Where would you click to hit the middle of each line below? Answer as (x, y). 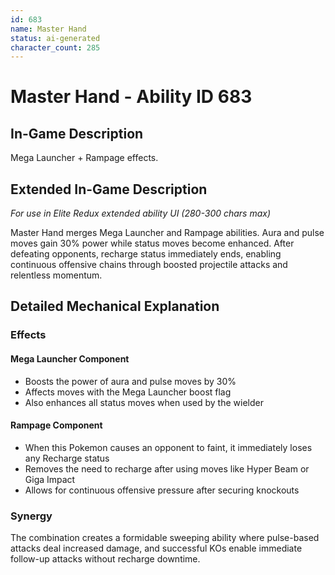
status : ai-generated (55, 38)
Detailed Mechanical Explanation (115, 306)
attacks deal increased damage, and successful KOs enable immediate (156, 548)
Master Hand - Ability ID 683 (131, 97)
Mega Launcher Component (70, 358)
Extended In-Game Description (109, 189)
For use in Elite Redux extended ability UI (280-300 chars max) (141, 213)
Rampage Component (56, 425)
